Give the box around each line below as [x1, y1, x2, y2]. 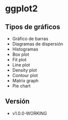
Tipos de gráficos [5, 23, 61, 31]
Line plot [12, 62, 31, 68]
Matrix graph [12, 78, 38, 83]
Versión [5, 97, 30, 106]
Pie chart [12, 83, 31, 89]
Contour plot [12, 73, 38, 78]
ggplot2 [5, 3, 38, 14]
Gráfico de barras [12, 36, 48, 41]
